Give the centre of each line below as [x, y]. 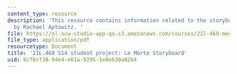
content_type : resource [42, 14]
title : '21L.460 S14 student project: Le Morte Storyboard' [98, 54]
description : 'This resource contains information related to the [107, 20]
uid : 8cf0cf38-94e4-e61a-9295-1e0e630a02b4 [72, 60]
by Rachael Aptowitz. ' [48, 27]
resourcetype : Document [42, 47]
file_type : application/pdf [49, 40]
